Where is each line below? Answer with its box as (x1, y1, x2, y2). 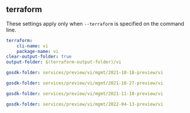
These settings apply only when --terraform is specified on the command (6, 20, 184, 27)
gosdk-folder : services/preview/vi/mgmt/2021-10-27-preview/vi (6, 80, 164, 86)
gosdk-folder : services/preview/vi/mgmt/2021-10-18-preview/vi (6, 70, 164, 76)
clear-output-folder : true (6, 54, 72, 60)
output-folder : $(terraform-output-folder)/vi (6, 59, 122, 65)
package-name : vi (16, 48, 59, 54)
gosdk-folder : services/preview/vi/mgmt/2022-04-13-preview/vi (6, 101, 164, 107)
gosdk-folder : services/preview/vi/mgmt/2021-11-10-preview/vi (6, 90, 164, 97)
